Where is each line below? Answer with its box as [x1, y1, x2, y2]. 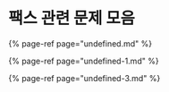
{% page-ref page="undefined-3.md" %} [8, 72, 161, 83]
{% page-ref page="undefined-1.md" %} [8, 55, 159, 66]
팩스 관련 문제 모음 [8, 8, 135, 29]
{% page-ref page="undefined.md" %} [8, 38, 153, 49]
